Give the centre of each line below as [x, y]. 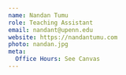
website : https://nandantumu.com [63, 37]
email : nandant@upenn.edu [50, 30]
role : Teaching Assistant [50, 23]
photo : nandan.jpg [38, 45]
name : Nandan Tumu [38, 15]
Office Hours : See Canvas [58, 59]
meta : [17, 52]
